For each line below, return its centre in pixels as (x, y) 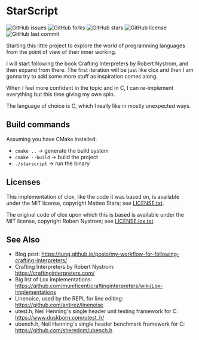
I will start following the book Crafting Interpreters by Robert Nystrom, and (97, 63)
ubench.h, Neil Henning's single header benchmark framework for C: (100, 324)
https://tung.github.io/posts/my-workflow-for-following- (110, 254)
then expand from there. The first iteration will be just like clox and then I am (100, 69)
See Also (23, 240)
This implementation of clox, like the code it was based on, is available (93, 196)
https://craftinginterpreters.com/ (55, 273)
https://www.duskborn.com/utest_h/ (59, 318)
